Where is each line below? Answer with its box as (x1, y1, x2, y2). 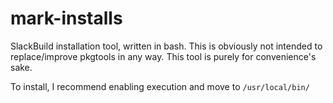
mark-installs (10, 7, 123, 30)
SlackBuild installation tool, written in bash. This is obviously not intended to (10, 40, 323, 52)
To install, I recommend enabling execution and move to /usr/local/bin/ (10, 80, 310, 92)
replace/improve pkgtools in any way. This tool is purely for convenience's (10, 50, 317, 62)
